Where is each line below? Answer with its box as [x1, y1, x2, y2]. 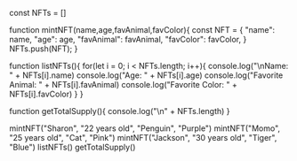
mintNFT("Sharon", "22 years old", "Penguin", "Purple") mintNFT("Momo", [9, 123, 281, 134]
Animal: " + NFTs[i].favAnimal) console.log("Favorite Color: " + [9, 80, 238, 89]
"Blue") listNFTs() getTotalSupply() [9, 142, 136, 152]
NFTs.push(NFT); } [9, 43, 78, 54]
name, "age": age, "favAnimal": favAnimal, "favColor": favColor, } [9, 34, 247, 44]
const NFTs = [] [9, 8, 67, 18]
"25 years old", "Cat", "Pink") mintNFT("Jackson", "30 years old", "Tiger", [9, 133, 277, 142]
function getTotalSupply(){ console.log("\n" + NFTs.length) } [9, 106, 230, 116]
